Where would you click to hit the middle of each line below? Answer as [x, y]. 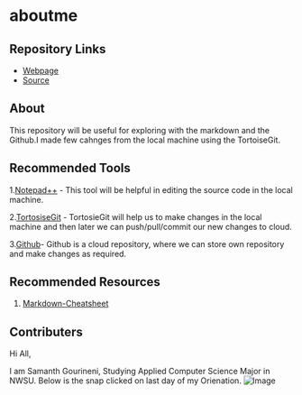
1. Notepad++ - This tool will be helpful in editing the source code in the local [151, 189]
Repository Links [58, 49]
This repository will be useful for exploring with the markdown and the [140, 130]
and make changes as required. [68, 253]
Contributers [46, 331]
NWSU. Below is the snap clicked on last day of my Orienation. [125, 381]
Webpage [40, 70]
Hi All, [20, 354]
